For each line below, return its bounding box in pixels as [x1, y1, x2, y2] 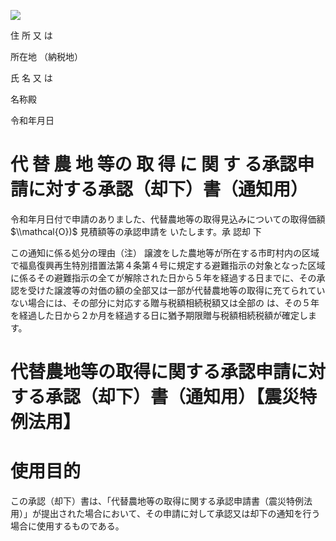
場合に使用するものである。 [10, 520, 125, 532]
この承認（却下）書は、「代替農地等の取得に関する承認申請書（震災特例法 [10, 495, 313, 507]
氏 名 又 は [10, 72, 53, 84]
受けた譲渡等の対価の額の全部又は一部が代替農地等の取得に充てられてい [27, 284, 326, 296]
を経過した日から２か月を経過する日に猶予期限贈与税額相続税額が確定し [10, 309, 308, 321]
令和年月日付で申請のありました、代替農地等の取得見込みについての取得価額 [10, 213, 326, 225]
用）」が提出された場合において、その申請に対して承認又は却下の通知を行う [10, 508, 321, 520]
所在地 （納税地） [10, 51, 83, 62]
